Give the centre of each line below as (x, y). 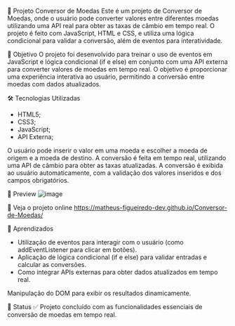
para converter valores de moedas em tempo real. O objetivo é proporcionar (117, 69)
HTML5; (29, 115)
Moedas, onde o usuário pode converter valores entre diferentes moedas (113, 18)
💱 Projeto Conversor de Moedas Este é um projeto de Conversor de (105, 11)
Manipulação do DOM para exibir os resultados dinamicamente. (99, 293)
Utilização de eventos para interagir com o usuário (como (100, 242)
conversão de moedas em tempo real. (62, 315)
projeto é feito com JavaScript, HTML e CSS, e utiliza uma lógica (101, 33)
